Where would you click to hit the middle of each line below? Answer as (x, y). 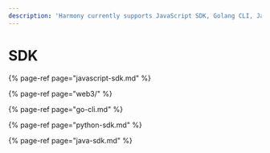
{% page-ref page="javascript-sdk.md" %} (80, 78)
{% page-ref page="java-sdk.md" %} (70, 140)
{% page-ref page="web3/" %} (60, 93)
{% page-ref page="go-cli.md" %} (65, 109)
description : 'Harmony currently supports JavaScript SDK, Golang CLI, (131, 16)
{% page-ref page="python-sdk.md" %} (75, 125)
